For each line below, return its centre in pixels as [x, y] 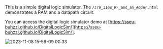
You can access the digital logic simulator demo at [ [57, 22]
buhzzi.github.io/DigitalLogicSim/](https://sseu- [53, 27]
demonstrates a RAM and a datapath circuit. [50, 12]
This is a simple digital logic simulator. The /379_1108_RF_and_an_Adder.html [82, 7]
